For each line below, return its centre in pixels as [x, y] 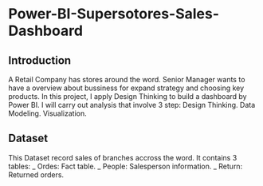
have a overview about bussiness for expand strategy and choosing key [126, 88]
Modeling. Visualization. [48, 113]
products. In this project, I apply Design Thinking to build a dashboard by [128, 96]
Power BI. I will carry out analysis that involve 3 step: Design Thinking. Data [132, 105]
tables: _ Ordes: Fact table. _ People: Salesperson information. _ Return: [126, 166]
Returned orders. [36, 174]
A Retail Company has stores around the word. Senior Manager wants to [127, 79]
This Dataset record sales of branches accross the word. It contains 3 [123, 157]
